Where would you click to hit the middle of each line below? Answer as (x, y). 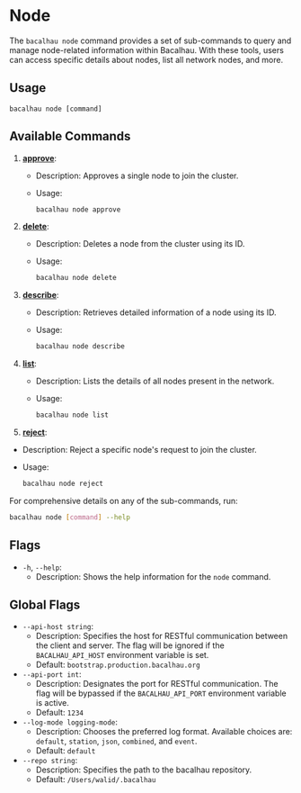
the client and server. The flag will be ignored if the (130, 645)
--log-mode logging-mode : (70, 722)
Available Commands (70, 136)
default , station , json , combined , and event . (116, 741)
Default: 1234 (59, 713)
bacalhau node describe (80, 347)
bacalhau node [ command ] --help (70, 517)
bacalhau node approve (78, 209)
